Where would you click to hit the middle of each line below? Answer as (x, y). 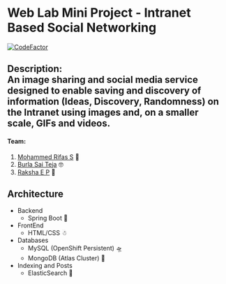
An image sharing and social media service (103, 80)
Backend (30, 211)
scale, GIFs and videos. (59, 124)
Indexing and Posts (45, 266)
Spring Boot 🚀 (48, 218)
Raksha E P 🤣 (36, 172)
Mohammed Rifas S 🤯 (48, 157)
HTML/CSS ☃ (47, 233)
